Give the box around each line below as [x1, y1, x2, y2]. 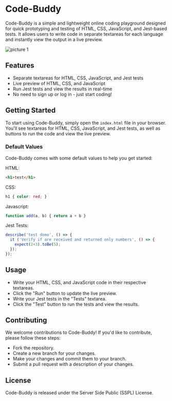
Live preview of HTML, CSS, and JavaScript [12, 80, 106, 86]
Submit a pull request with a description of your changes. [12, 361, 135, 367]
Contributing [5, 316, 47, 325]
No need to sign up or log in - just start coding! [12, 91, 112, 97]
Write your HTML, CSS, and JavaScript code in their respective [12, 279, 146, 285]
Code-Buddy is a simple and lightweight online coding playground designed [5, 20, 166, 26]
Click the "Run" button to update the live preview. [12, 290, 117, 296]
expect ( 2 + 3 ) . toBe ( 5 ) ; [14, 242, 61, 247]
